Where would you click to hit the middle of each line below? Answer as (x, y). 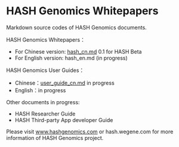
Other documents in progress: (43, 102)
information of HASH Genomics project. (55, 137)
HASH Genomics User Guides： (45, 70)
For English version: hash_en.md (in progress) (71, 58)
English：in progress (40, 90)
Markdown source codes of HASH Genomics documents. (77, 27)
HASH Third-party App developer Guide (64, 120)
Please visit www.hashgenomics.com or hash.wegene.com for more (90, 132)
